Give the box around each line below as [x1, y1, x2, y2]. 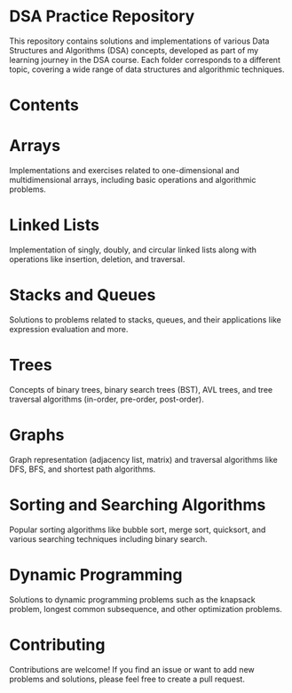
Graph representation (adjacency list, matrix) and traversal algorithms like [9, 454, 278, 465]
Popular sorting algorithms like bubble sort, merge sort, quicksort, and [9, 524, 266, 535]
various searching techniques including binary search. [9, 533, 208, 544]
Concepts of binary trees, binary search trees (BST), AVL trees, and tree [9, 384, 273, 394]
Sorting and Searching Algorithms [9, 495, 266, 514]
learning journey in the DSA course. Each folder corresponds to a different [9, 54, 281, 65]
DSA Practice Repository [9, 6, 195, 27]
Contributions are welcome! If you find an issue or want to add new [9, 664, 255, 674]
